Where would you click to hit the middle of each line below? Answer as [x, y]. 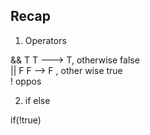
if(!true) [26, 120]
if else [37, 100]
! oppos [26, 81]
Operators [45, 40]
